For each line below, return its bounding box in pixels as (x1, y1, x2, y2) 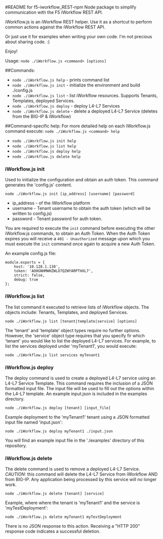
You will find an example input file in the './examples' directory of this (5, 437, 145, 443)
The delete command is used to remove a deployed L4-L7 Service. (5, 466, 140, 472)
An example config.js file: (5, 251, 56, 256)
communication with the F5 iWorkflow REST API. (5, 9, 103, 15)
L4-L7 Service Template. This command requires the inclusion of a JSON (5, 380, 153, 386)
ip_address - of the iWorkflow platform (12, 200, 91, 206)
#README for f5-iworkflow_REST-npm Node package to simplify (5, 4, 136, 10)
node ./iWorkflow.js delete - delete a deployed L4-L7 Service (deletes (12, 108, 158, 114)
